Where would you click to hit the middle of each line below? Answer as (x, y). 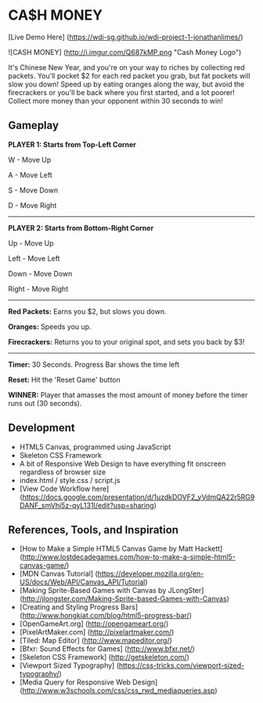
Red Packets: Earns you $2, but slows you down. (87, 311)
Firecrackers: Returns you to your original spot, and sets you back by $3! (126, 342)
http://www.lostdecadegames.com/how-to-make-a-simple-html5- (129, 557)
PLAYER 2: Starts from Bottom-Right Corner (81, 228)
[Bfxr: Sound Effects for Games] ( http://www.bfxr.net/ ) (107, 649)
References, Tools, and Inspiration (93, 530)
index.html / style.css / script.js (70, 480)
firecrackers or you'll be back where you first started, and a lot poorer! (121, 92)
